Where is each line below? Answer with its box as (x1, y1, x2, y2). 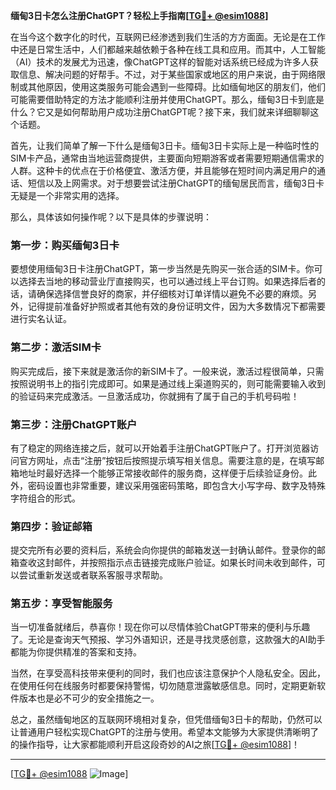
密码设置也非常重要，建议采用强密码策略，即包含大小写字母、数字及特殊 (27, 479, 326, 491)
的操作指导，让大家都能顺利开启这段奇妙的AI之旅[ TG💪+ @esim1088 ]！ (10, 739, 301, 751)
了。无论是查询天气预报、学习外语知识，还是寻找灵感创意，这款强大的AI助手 (10, 634, 326, 646)
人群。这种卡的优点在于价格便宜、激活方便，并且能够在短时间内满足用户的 (10, 165, 317, 176)
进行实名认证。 (10, 313, 72, 325)
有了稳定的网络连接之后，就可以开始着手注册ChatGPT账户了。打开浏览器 (10, 442, 311, 454)
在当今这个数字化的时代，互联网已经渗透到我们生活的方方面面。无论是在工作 (10, 31, 326, 43)
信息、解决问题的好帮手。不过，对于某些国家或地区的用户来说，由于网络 (18, 69, 317, 80)
